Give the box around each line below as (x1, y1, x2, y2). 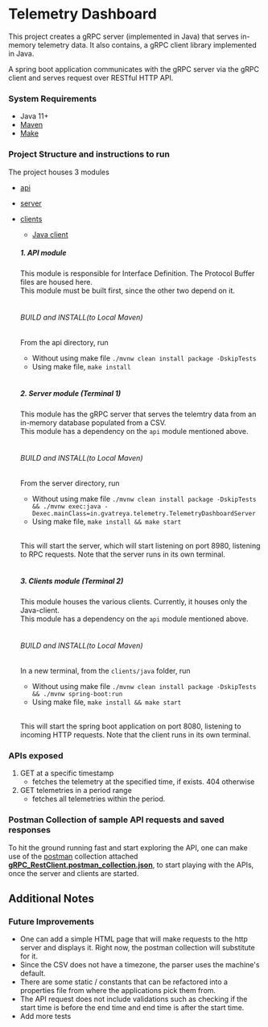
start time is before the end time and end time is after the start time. (19, 1003, 245, 1012)
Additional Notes (8, 892, 95, 906)
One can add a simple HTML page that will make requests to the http (19, 934, 248, 944)
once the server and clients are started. (8, 868, 139, 878)
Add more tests (19, 1012, 72, 1021)
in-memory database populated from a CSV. (19, 417, 167, 428)
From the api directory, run (19, 337, 109, 347)
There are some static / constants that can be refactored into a (19, 977, 228, 987)
